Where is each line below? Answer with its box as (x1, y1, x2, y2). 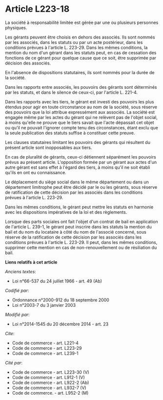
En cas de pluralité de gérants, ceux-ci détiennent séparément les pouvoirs (5, 154, 156, 160)
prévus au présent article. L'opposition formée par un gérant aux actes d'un (5, 159, 157, 165)
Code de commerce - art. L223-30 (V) (12, 369, 89, 375)
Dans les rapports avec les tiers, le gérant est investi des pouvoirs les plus (5, 99, 154, 104)
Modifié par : (5, 311, 30, 318)
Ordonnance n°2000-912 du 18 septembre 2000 (12, 297, 110, 303)
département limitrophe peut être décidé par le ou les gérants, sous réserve (5, 184, 158, 190)
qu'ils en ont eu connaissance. (5, 169, 67, 175)
